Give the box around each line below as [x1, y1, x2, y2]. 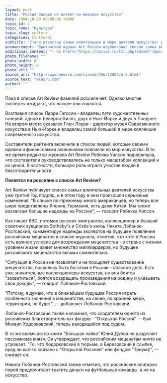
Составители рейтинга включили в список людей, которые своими [5, 141, 148, 147]
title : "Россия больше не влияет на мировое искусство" [5, 12, 123, 17]
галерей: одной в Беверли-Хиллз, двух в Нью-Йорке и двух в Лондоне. [5, 115, 158, 121]
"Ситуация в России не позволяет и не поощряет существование [5, 259, 144, 265]
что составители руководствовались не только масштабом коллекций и [5, 157, 159, 163]
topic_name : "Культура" [5, 26, 55, 31]
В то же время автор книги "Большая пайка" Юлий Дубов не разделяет [5, 330, 158, 337]
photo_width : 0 [5, 58, 37, 63]
